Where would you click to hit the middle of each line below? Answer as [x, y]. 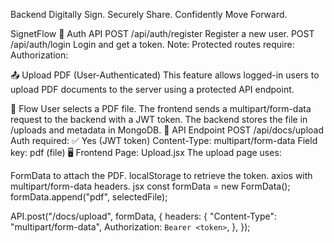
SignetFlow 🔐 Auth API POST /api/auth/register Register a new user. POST [162, 33]
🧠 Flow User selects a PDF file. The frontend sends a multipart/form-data [161, 108]
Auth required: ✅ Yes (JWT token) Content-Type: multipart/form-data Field [164, 140]
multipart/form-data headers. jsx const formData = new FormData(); [150, 186]
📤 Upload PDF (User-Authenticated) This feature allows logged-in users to [165, 75]
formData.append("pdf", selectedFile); [89, 197]
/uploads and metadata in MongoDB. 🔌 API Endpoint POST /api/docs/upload [167, 130]
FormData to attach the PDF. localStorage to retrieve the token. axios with [161, 175]
